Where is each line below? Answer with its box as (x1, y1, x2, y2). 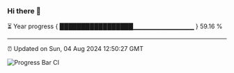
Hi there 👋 (7, 6, 42, 16)
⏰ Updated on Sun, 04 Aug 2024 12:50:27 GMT (7, 45, 144, 53)
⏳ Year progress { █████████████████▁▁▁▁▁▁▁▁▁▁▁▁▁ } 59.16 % (7, 22, 223, 30)
